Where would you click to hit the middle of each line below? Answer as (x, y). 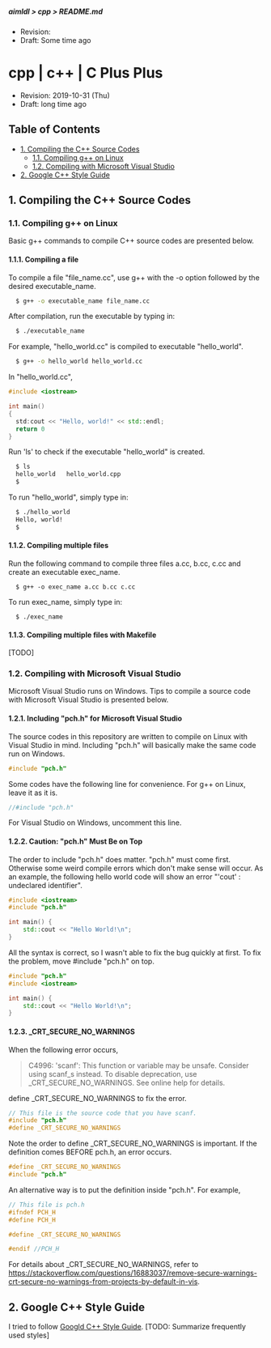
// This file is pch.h (47, 1205)
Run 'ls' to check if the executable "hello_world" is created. (107, 452)
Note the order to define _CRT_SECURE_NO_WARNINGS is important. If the (133, 1144)
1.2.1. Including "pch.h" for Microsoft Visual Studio (95, 719)
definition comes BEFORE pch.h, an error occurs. (90, 1152)
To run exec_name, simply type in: (66, 602)
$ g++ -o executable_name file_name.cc (83, 301)
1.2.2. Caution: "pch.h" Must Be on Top (76, 841)
